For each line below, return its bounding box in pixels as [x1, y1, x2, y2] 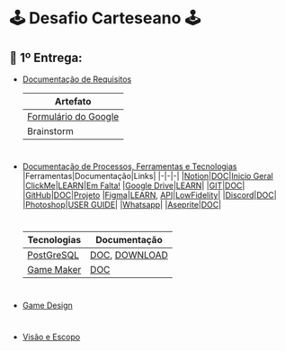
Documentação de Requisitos [22, 74, 132, 85]
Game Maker [26, 264, 82, 276]
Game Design [22, 300, 74, 310]
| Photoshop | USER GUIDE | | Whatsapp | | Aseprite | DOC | [22, 200, 222, 211]
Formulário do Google [26, 111, 120, 122]
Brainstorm [26, 125, 75, 137]
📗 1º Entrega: [9, 49, 83, 65]
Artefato [54, 95, 92, 107]
